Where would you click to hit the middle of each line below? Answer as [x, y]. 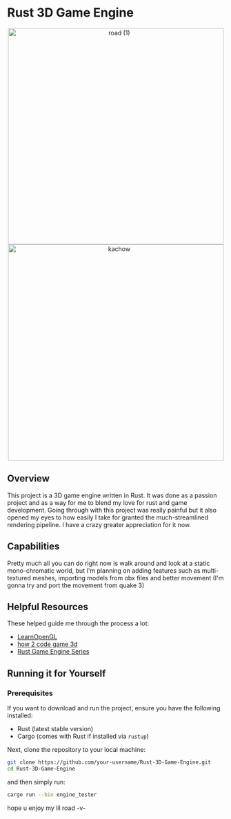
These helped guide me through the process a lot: [78, 623]
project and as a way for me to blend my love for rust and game [97, 502]
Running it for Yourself [57, 673]
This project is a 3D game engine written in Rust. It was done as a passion [112, 495]
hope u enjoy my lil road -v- [47, 808]
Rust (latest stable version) [55, 729]
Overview [29, 479]
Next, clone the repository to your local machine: [77, 750]
